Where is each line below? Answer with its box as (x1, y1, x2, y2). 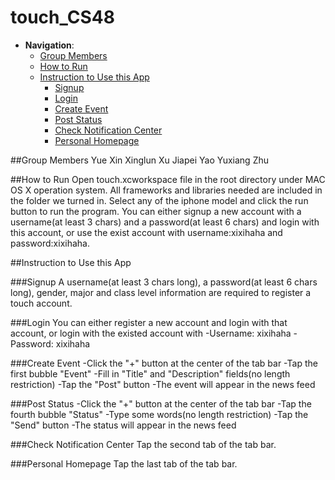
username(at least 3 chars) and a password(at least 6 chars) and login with (10, 216, 320, 228)
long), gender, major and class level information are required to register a (10, 286, 312, 298)
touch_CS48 (10, 6, 115, 29)
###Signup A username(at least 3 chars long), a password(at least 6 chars (10, 276, 318, 288)
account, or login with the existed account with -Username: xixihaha (10, 327, 292, 339)
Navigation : (24, 39, 75, 51)
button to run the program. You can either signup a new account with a (10, 205, 302, 217)
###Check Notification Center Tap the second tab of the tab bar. (10, 438, 277, 450)
